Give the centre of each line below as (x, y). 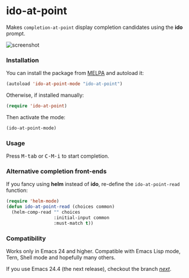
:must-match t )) (74, 223)
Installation (23, 60)
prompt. (16, 33)
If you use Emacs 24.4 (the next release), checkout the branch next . (89, 269)
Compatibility (26, 238)
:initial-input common (82, 218)
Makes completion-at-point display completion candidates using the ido (94, 27)
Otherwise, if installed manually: (45, 95)
